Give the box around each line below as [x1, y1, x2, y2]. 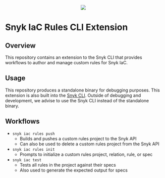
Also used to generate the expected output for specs [19, 167, 128, 173]
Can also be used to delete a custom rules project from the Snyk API [19, 141, 160, 147]
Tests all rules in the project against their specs [19, 162, 116, 168]
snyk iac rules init [12, 147, 55, 152]
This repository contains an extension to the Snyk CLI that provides [5, 54, 142, 60]
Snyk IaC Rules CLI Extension [5, 22, 128, 33]
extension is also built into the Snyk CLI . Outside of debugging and [5, 92, 141, 98]
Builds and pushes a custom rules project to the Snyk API [19, 135, 137, 141]
